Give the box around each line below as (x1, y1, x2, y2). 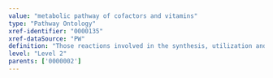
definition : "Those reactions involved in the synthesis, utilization (8, 42, 253, 50)
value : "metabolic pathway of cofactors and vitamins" (8, 11, 198, 20)
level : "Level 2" (8, 50, 67, 58)
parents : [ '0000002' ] (8, 58, 82, 66)
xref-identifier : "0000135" (8, 27, 104, 35)
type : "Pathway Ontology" (8, 19, 96, 28)
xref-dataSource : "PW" (8, 34, 85, 43)
